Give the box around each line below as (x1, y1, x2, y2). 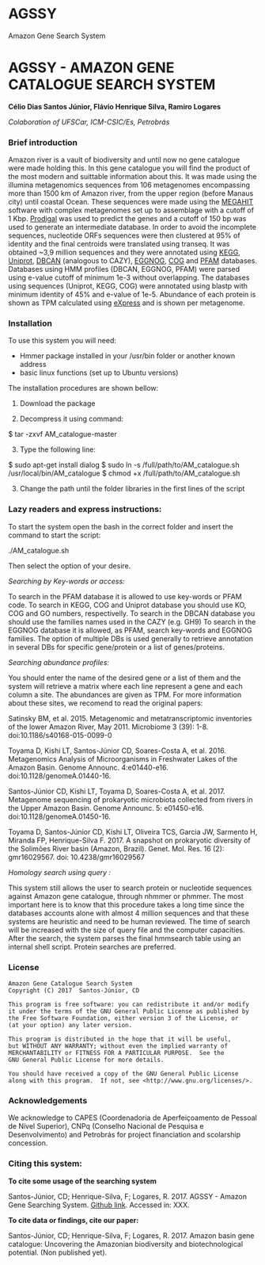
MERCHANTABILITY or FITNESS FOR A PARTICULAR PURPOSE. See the (8, 1049, 225, 1057)
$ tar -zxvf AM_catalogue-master (8, 430, 117, 439)
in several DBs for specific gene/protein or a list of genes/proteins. (8, 642, 225, 652)
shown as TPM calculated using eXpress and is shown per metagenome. (8, 298, 245, 308)
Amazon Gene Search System (8, 31, 106, 40)
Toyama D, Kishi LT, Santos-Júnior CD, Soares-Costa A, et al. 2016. (8, 746, 227, 755)
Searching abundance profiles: (8, 657, 109, 667)
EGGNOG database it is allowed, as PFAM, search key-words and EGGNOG (8, 625, 252, 635)
